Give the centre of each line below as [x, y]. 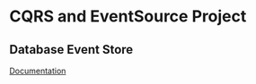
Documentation [38, 71]
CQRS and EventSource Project [128, 17]
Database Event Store [71, 50]
